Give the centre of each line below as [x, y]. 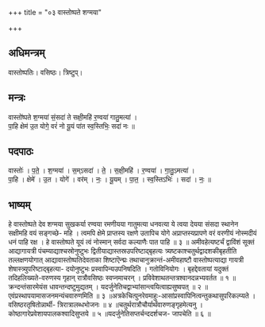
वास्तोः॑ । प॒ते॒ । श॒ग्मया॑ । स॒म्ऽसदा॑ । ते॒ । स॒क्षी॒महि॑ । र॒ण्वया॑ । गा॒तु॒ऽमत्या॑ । [102, 170]
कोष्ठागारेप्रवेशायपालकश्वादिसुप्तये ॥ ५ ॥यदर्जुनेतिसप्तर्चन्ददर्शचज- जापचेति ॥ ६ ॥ [110, 313]
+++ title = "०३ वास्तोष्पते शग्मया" [55, 12]
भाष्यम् [19, 205]
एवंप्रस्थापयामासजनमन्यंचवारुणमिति [51, 296]
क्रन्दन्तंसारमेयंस [28, 287]
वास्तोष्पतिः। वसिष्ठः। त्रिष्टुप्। [46, 72]
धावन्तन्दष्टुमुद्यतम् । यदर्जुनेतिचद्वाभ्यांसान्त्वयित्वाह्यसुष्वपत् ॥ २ [125, 287]
